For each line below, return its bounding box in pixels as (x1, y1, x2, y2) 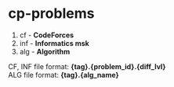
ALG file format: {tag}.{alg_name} (8, 70, 119, 79)
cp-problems (8, 5, 95, 23)
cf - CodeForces (19, 30, 74, 40)
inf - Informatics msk (19, 38, 90, 47)
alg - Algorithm (19, 47, 71, 56)
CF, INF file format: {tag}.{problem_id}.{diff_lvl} (8, 61, 166, 71)
